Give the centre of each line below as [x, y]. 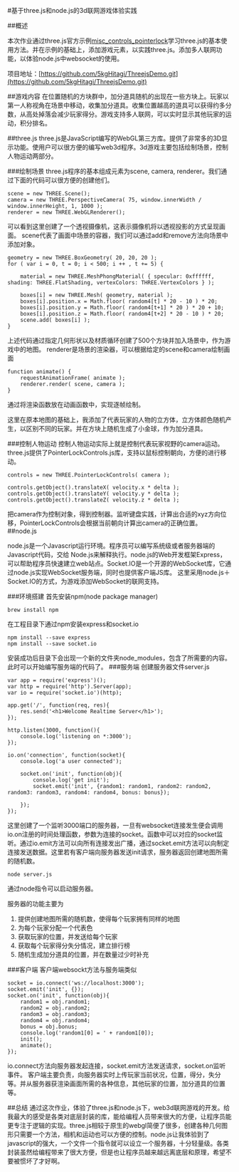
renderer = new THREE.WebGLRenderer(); [67, 212]
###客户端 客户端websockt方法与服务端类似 [72, 970]
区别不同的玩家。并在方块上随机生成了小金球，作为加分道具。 [116, 429]
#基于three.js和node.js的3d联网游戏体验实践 [72, 10]
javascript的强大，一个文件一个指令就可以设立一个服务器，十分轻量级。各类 [118, 1143]
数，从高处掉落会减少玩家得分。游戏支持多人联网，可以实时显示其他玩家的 [116, 114]
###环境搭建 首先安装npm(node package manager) [83, 596]
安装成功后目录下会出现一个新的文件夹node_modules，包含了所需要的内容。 [119, 658]
